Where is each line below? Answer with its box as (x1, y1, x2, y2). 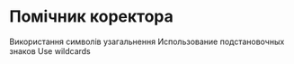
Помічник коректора (9, 6, 174, 27)
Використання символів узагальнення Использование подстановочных (9, 36, 285, 47)
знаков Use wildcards (9, 45, 92, 56)
